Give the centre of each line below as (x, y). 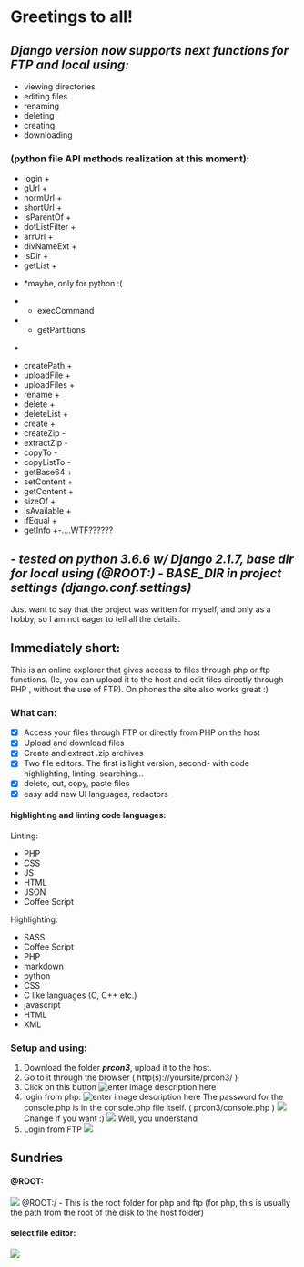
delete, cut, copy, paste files (76, 784)
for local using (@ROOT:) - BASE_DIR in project (146, 573)
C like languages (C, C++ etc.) (80, 995)
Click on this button (60, 1087)
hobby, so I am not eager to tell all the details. (96, 619)
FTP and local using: (70, 64)
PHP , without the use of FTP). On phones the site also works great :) (140, 689)
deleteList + (46, 414)
